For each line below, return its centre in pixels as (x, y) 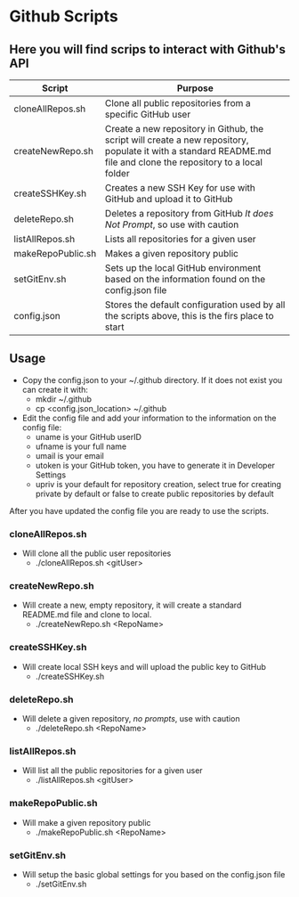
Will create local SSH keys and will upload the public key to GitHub (144, 666)
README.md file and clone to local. (87, 615)
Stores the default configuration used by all (195, 305)
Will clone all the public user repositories (97, 553)
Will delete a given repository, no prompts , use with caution (131, 718)
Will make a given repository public (86, 822)
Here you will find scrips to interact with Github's (148, 49)
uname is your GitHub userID (89, 436)
